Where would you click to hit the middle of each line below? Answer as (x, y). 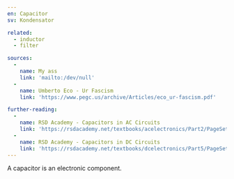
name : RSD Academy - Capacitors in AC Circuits (90, 123)
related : (20, 33)
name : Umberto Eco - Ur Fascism (67, 91)
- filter (26, 46)
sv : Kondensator (31, 20)
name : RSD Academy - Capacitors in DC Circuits (90, 142)
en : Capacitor (28, 14)
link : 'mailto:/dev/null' (57, 77)
